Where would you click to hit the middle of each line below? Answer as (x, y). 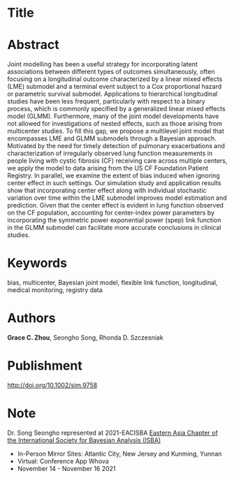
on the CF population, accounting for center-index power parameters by (111, 213)
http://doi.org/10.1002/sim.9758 (52, 385)
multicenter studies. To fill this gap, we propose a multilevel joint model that (116, 131)
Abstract (33, 45)
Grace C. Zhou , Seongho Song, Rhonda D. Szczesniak (85, 338)
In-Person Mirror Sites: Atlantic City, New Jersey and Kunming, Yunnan (119, 454)
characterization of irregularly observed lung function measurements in (110, 153)
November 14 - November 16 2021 (67, 468)
